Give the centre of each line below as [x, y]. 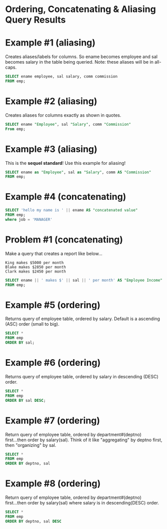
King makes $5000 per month [35, 262]
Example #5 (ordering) [53, 305]
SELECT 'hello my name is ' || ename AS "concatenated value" [71, 210]
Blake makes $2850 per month [36, 267]
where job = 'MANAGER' [29, 219]
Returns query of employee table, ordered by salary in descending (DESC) [82, 376]
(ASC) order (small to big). [32, 324]
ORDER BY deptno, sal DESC [33, 521]
